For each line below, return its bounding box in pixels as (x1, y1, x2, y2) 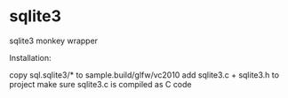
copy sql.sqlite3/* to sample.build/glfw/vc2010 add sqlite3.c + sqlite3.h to (9, 69, 280, 80)
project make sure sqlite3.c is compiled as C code (9, 79, 193, 89)
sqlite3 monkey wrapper (9, 35, 99, 46)
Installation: (9, 52, 52, 63)
